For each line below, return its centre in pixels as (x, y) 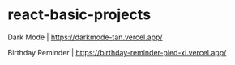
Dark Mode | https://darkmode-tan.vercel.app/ (85, 37)
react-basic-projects (79, 15)
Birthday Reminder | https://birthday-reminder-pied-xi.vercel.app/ (117, 52)
